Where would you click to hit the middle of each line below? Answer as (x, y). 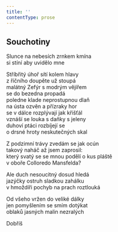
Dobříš (14, 224)
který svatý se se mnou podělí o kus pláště (59, 157)
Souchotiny (28, 42)
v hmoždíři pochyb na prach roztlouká (53, 187)
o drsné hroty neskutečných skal (47, 132)
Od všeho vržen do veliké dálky (45, 199)
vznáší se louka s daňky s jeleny (46, 119)
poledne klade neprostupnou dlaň (48, 100)
